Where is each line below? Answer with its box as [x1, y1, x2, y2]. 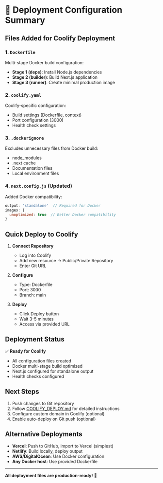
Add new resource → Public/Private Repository [19, 258, 114, 264]
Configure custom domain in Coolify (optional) [12, 411, 105, 416]
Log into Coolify [19, 252, 51, 258]
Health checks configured [12, 373, 65, 379]
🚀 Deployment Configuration [5, 4, 123, 16]
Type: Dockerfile [19, 282, 52, 287]
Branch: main [19, 292, 46, 298]
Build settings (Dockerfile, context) [12, 112, 82, 118]
